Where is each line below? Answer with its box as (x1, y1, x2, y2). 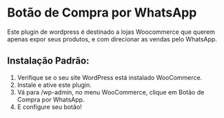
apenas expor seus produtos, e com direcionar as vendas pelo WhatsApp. (7, 35, 217, 43)
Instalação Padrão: (7, 55, 90, 67)
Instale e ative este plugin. (17, 81, 92, 89)
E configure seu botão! (17, 102, 83, 111)
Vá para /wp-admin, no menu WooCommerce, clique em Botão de (17, 88, 205, 96)
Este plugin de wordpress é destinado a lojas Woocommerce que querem (7, 28, 216, 36)
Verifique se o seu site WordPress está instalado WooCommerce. (17, 73, 203, 81)
